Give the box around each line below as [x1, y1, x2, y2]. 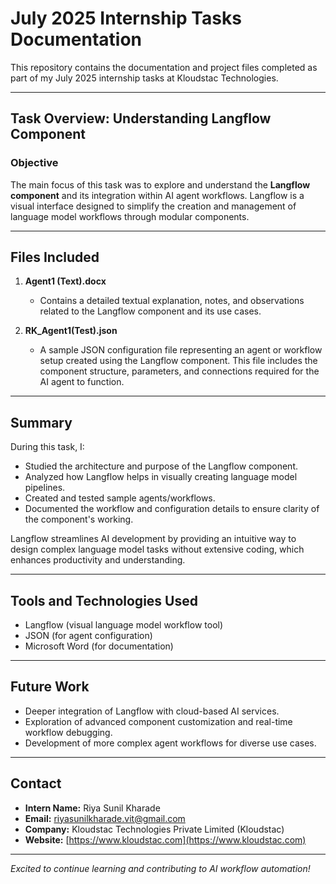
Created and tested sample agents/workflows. [24, 492, 216, 504]
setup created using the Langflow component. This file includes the [39, 355, 318, 367]
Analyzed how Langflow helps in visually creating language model [24, 471, 298, 483]
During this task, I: [10, 441, 85, 453]
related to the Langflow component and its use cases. [39, 305, 262, 317]
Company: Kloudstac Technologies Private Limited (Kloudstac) [24, 823, 285, 835]
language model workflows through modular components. [10, 210, 250, 222]
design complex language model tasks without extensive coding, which [10, 543, 305, 556]
